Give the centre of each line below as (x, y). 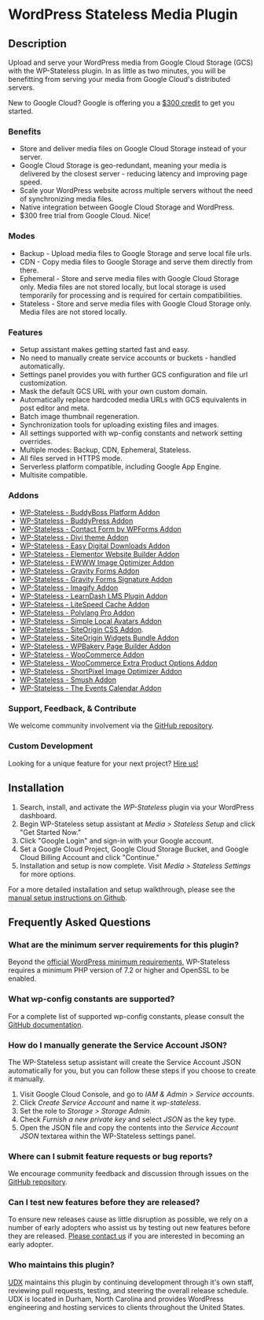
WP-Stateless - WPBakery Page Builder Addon (95, 647)
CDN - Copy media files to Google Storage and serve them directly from (136, 261)
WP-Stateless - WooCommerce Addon (82, 654)
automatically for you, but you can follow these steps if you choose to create (132, 1070)
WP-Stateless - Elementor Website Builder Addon (99, 554)
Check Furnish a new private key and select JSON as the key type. (128, 1119)
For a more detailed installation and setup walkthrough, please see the (122, 889)
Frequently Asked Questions (80, 922)
